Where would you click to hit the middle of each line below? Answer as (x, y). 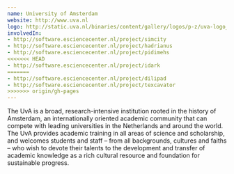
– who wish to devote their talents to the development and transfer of (106, 148)
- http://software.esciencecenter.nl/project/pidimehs (88, 53)
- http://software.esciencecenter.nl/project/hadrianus (90, 46)
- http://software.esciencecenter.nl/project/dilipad (87, 78)
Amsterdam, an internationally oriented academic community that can (107, 118)
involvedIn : (24, 33)
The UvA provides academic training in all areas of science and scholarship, (116, 134)
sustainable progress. (38, 163)
